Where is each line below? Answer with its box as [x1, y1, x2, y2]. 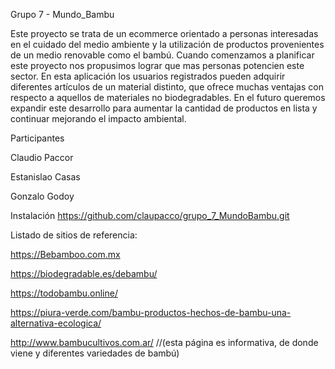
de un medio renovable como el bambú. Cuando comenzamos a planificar [10, 49, 315, 61]
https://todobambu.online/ [10, 287, 118, 299]
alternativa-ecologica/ [10, 317, 102, 329]
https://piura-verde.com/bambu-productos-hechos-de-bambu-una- [10, 307, 292, 318]
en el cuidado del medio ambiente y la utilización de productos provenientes [10, 39, 325, 50]
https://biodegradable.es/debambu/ [10, 268, 158, 279]
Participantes [10, 132, 65, 144]
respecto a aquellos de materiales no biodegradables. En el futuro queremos [10, 92, 326, 103]
